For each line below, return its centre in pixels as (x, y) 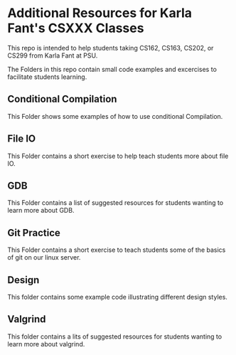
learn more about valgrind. (46, 344)
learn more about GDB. (41, 211)
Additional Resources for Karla (100, 13)
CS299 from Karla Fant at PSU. (53, 55)
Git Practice (34, 233)
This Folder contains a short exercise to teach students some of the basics (117, 250)
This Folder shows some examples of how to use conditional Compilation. (115, 116)
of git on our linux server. (44, 258)
